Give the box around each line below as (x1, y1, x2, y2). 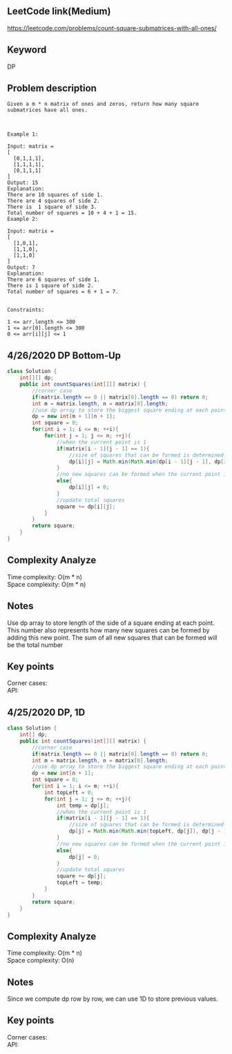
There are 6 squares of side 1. (7, 276, 100, 283)
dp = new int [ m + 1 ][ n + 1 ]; (32, 413, 116, 420)
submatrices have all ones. (7, 107, 88, 113)
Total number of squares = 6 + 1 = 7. (7, 289, 119, 296)
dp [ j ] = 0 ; (68, 853, 100, 860)
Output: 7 (7, 264, 36, 271)
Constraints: (7, 307, 45, 314)
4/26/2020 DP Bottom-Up (7, 349, 122, 361)
